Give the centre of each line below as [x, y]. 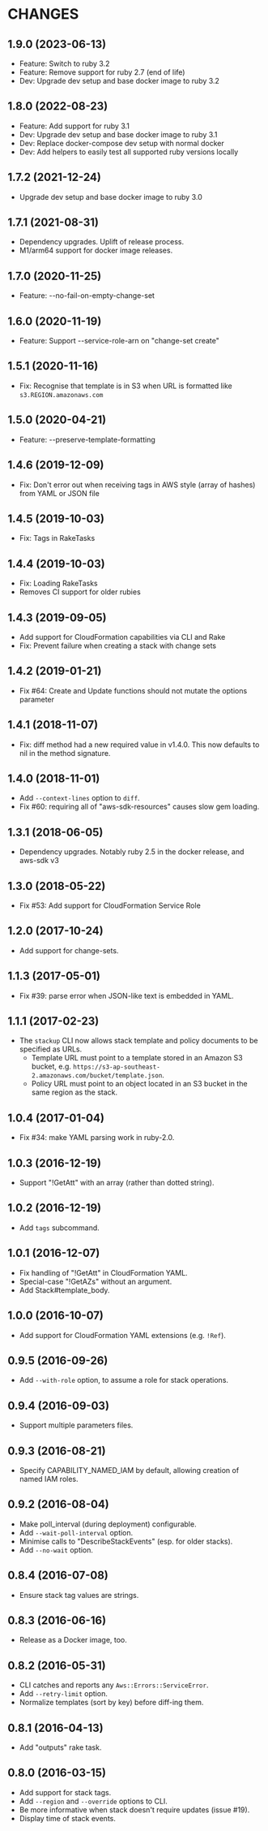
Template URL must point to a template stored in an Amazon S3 [137, 1058]
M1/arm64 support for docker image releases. [96, 250]
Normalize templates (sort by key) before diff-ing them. [111, 1703]
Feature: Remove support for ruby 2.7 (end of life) [102, 72]
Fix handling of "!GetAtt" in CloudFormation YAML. [103, 1272]
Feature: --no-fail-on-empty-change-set [87, 296]
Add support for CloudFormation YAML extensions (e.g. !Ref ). [122, 1335]
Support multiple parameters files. [76, 1425]
